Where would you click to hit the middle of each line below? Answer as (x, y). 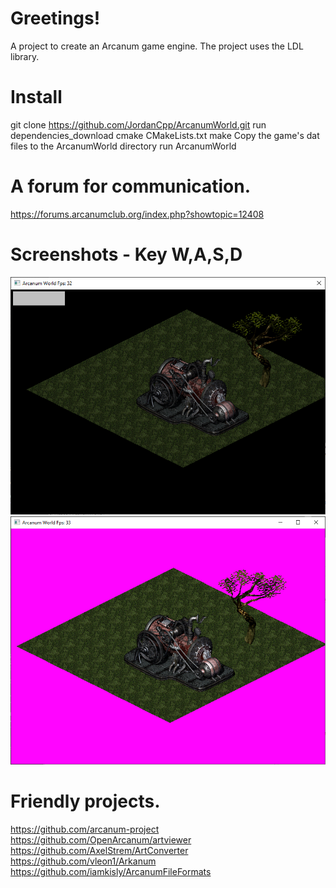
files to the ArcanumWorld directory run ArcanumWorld (123, 146)
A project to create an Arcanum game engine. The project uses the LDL (157, 46)
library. (25, 56)
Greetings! (55, 18)
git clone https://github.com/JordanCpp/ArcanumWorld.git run (138, 124)
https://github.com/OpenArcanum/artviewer (101, 840)
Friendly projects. (85, 801)
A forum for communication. (131, 186)
